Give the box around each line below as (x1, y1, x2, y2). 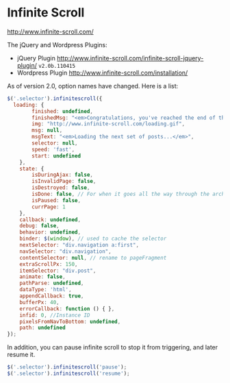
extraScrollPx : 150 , (19, 260, 78, 268)
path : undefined (19, 324, 66, 332)
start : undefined (31, 152, 81, 159)
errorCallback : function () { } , (19, 305, 115, 312)
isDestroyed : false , (31, 184, 90, 191)
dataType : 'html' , (19, 286, 72, 293)
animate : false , (19, 273, 66, 280)
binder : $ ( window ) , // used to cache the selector (19, 235, 167, 243)
